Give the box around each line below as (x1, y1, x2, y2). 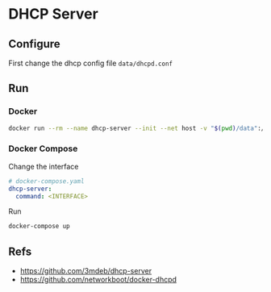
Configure (8, 37, 60, 51)
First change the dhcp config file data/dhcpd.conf (8, 58, 173, 68)
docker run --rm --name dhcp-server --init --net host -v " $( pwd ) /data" (8, 124, 258, 132)
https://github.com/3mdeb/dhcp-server (19, 266, 152, 276)
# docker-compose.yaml (8, 177, 85, 186)
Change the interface (8, 161, 79, 171)
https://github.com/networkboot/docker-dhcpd (19, 275, 177, 285)
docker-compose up (8, 223, 70, 231)
